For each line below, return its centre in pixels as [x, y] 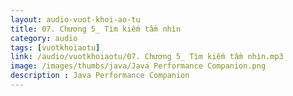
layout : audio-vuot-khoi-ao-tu [75, 19]
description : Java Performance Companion [100, 76]
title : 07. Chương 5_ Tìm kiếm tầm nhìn [96, 29]
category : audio [44, 38]
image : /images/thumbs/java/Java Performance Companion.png [138, 66]
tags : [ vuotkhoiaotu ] [55, 47]
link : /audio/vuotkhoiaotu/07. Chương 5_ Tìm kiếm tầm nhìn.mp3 [147, 57]
